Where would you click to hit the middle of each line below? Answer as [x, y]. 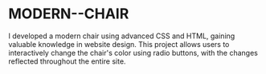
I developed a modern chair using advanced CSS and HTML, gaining [122, 36]
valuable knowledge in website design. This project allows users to [119, 44]
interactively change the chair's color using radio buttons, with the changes [133, 53]
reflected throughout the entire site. [67, 61]
